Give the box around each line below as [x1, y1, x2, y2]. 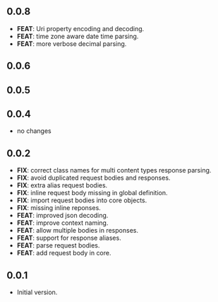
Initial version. [16, 288, 58, 296]
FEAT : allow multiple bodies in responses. [16, 226, 139, 235]
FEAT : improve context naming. [16, 219, 109, 227]
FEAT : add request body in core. [16, 249, 111, 257]
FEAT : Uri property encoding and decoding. [16, 24, 145, 33]
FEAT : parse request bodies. [16, 241, 100, 250]
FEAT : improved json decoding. [16, 211, 109, 220]
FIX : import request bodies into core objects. [16, 196, 147, 204]
